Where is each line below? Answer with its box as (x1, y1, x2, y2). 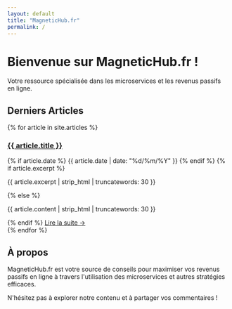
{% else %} (7, 191, 41, 200)
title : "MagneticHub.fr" (7, 17, 80, 24)
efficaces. (7, 280, 37, 289)
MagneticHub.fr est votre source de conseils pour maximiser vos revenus (7, 265, 220, 274)
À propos (7, 246, 49, 258)
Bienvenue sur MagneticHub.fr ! (7, 53, 199, 70)
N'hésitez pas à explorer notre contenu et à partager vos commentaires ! (7, 294, 218, 302)
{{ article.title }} (7, 141, 63, 151)
